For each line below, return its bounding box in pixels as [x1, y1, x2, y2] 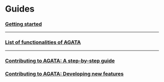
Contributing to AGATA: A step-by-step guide [5, 57, 115, 64]
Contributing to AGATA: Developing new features [5, 70, 124, 77]
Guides [5, 3, 35, 15]
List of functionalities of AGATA [5, 39, 81, 46]
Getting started [5, 21, 42, 28]
